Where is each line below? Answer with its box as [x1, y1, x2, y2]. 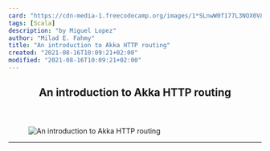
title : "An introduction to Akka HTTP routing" [8, 42, 171, 50]
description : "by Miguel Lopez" [8, 26, 117, 34]
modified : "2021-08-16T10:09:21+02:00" [8, 57, 142, 65]
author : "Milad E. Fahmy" [8, 34, 95, 42]
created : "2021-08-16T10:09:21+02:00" [8, 49, 138, 57]
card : [8, 11, 27, 20]
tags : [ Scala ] [8, 19, 56, 27]
